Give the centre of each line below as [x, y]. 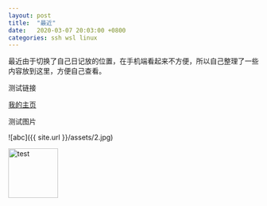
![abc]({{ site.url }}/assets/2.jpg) [61, 137]
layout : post [30, 15]
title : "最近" [32, 23]
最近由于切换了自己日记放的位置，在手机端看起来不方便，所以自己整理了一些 [133, 61]
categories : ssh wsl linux [53, 38]
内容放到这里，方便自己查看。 [57, 71]
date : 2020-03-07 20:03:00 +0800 [67, 30]
